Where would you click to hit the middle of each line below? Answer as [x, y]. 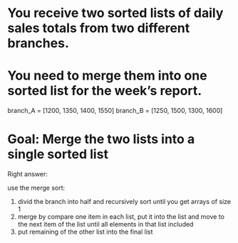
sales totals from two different [99, 28]
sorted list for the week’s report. [105, 91]
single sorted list [58, 155]
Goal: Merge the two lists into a [101, 139]
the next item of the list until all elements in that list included [105, 225]
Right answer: [27, 174]
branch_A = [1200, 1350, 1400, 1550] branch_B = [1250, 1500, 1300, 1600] [115, 111]
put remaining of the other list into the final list [85, 232]
